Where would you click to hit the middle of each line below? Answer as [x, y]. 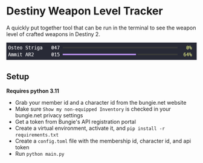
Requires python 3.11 [33, 91]
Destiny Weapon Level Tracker [85, 11]
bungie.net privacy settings [49, 115]
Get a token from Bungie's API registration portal [75, 122]
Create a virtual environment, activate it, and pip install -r [90, 128]
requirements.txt [37, 135]
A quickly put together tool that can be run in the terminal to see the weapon [101, 28]
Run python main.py [40, 154]
